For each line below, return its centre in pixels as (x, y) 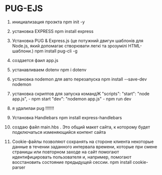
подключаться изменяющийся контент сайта (59, 132)
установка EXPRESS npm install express (53, 31)
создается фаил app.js (35, 60)
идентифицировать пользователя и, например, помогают (72, 157)
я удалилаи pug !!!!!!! (33, 108)
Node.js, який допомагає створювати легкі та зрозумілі (70, 46)
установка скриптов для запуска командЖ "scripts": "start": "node (81, 94)
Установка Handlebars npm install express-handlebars (67, 117)
